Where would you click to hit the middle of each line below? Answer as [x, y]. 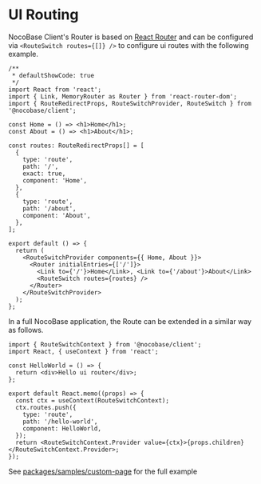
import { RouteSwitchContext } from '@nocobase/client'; [105, 344]
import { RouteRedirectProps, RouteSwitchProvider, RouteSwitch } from [130, 103]
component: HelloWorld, [62, 428]
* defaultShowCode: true [53, 75]
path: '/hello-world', [60, 422]
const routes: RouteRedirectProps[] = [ [77, 146]
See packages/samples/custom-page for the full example [103, 471]
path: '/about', [50, 208]
